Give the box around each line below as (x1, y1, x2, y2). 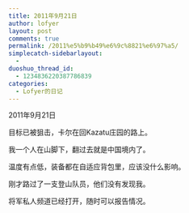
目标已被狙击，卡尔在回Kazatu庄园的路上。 (8, 127, 152, 138)
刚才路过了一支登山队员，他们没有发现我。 (8, 179, 150, 189)
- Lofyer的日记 (15, 87, 63, 96)
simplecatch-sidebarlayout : (8, 49, 103, 58)
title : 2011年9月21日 (8, 11, 78, 20)
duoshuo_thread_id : (8, 65, 74, 73)
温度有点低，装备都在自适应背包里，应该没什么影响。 (8, 162, 186, 172)
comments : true (8, 34, 60, 43)
